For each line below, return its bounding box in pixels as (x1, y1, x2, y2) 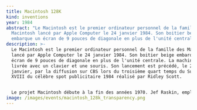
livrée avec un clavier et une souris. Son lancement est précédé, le (11, 63, 188, 69)
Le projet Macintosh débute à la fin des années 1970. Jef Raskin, (11, 90, 180, 95)
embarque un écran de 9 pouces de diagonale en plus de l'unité (11, 36, 172, 42)
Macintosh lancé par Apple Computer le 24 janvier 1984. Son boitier (11, 30, 185, 36)
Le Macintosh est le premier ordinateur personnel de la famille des (11, 47, 185, 53)
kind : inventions (6, 14, 49, 20)
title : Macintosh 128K (6, 8, 62, 15)
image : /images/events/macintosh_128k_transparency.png (6, 95, 145, 101)
